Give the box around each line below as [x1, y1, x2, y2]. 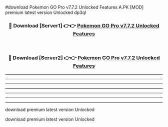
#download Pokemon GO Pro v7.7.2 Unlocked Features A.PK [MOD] [5, 4, 144, 10]
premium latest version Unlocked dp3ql [5, 9, 86, 15]
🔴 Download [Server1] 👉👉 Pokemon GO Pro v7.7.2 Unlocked [8, 22, 159, 29]
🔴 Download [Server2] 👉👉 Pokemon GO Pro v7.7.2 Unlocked [8, 54, 160, 61]
